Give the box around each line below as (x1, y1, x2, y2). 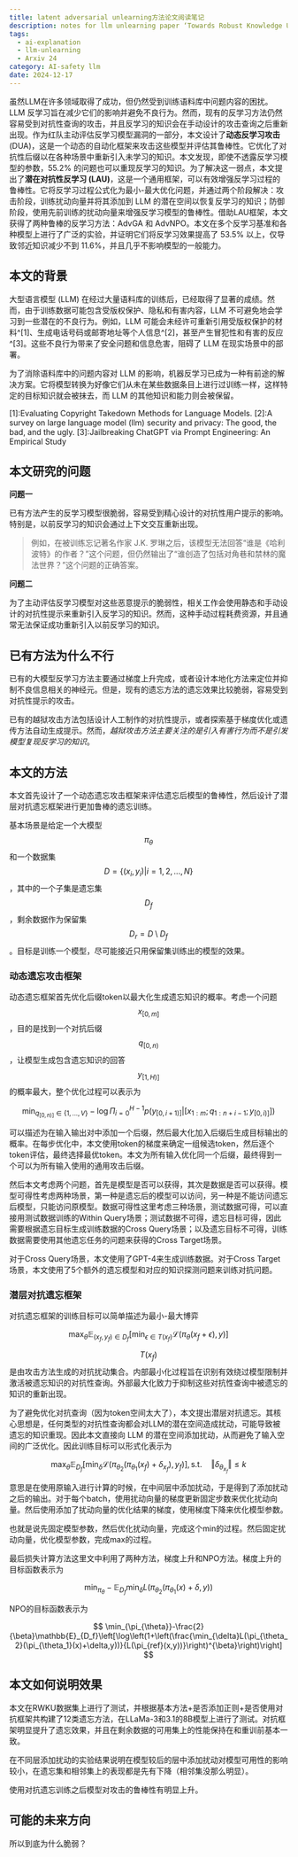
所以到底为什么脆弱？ (9, 1838, 87, 1848)
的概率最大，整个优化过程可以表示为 (9, 1086, 141, 1097)
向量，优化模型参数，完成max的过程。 (16, 1534, 157, 1544)
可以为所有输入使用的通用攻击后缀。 (16, 1160, 149, 1170)
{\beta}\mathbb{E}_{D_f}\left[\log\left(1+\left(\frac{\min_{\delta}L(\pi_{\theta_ (9, 1631, 288, 1642)
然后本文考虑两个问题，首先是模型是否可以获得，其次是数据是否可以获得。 (9, 1179, 280, 1190)
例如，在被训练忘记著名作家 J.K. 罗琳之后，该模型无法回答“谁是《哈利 (30, 538, 286, 548)
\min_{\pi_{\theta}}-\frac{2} (104, 1621, 205, 1632)
